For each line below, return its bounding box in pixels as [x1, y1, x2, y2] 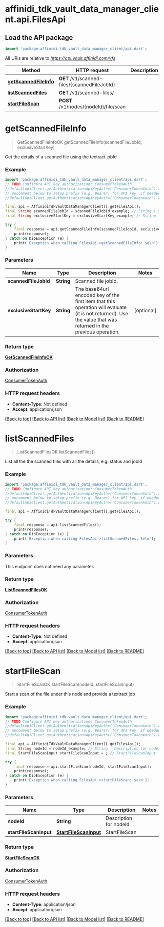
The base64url [75, 285, 109, 292]
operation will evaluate [75, 304, 127, 311]
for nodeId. [105, 821, 131, 828]
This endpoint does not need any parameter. [5, 563, 94, 569]
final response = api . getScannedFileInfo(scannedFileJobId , [14, 226, 139, 231]
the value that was [75, 316, 117, 323]
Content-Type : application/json [12, 902, 76, 907]
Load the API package [5, 33, 73, 42]
